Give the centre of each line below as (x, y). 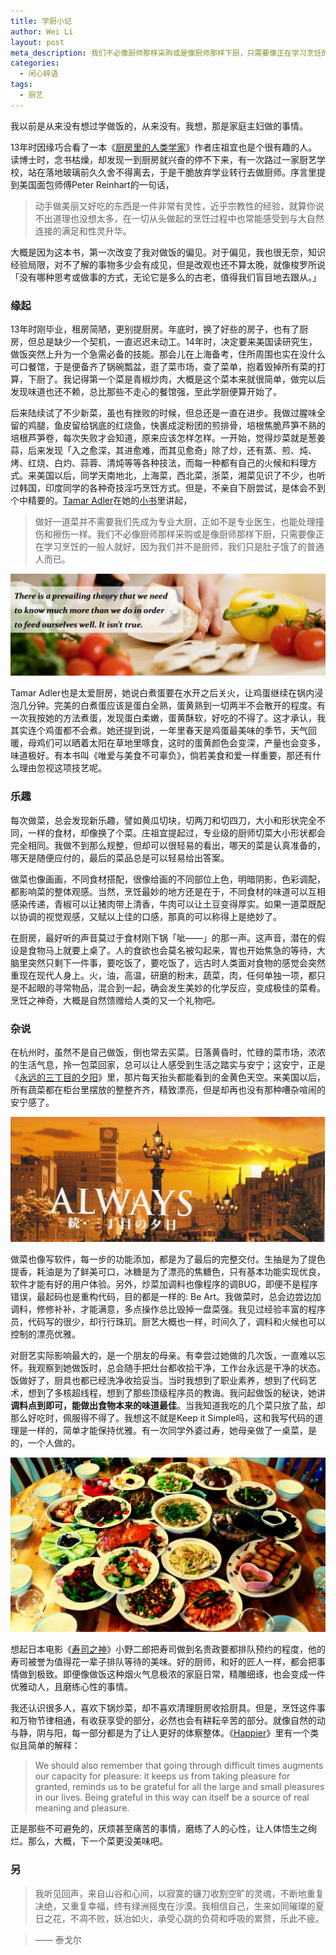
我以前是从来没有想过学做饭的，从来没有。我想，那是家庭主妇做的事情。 (159, 126)
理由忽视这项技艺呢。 (62, 768)
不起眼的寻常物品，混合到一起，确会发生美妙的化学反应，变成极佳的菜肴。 (172, 987)
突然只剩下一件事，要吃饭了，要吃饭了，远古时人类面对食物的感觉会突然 (176, 962)
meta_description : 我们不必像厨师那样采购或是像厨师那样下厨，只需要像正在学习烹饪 (166, 53)
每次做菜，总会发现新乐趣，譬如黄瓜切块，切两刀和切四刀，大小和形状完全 (163, 820)
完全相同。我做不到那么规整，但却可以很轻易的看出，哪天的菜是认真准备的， (168, 845)
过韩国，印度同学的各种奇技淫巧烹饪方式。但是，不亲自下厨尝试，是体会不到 (168, 488)
